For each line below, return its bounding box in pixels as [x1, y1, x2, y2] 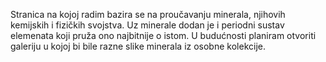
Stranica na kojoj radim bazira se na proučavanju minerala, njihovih [10, 9, 286, 20]
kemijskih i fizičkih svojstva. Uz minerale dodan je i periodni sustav [10, 19, 285, 31]
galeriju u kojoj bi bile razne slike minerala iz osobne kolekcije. [10, 40, 266, 52]
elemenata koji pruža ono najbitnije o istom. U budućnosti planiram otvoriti [10, 30, 317, 41]
